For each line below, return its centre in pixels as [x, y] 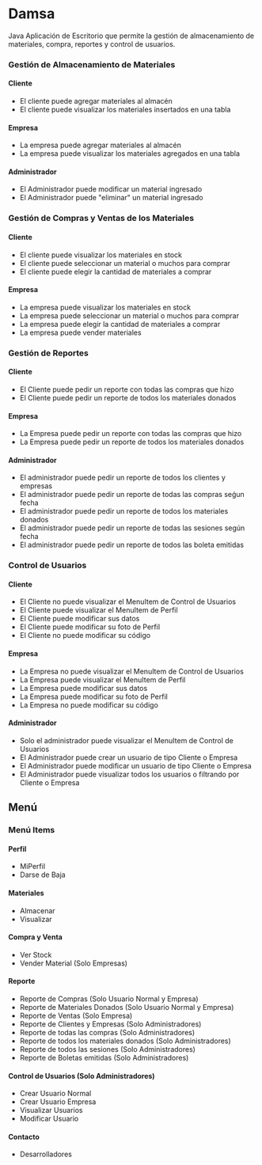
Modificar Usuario [49, 1119]
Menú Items [32, 830]
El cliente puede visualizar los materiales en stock [101, 255]
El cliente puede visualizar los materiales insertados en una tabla [125, 110]
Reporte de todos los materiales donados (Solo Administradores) [125, 1041]
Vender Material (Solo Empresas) [74, 963]
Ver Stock [36, 954]
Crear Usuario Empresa [58, 1102]
